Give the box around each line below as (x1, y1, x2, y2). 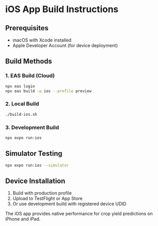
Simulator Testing (5, 149, 62, 158)
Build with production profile (12, 190, 72, 196)
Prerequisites (5, 24, 49, 32)
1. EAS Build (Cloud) (5, 72, 55, 79)
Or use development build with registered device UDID (12, 201, 127, 207)
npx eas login (5, 83, 35, 89)
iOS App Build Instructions (5, 4, 119, 15)
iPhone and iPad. (5, 216, 41, 222)
